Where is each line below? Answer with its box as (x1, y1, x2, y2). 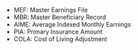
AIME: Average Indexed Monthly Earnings (13, 21, 132, 28)
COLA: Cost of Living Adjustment (13, 35, 108, 43)
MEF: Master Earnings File (13, 6, 88, 14)
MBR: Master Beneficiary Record (13, 13, 106, 21)
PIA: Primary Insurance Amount (13, 27, 103, 36)
